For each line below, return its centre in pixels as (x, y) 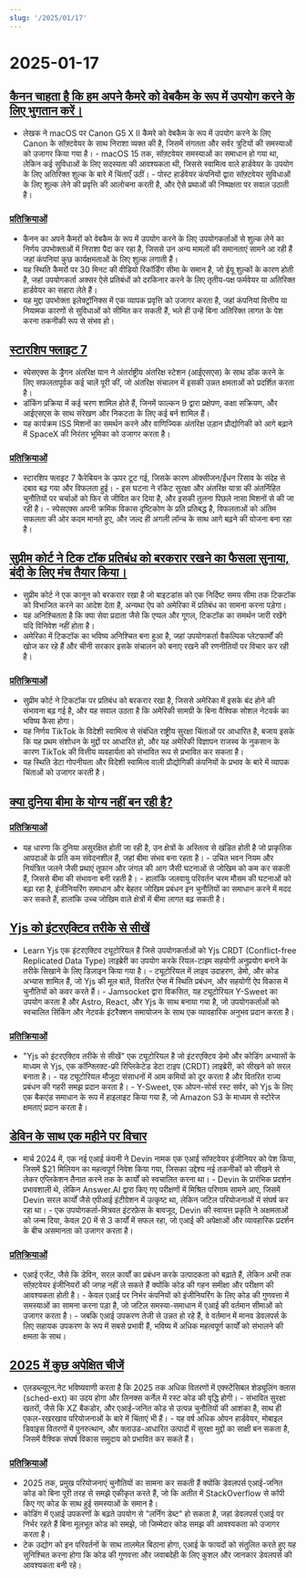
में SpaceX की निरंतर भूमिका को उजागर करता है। (97, 434)
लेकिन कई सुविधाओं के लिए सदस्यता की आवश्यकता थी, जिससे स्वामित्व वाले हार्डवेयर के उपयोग (158, 163)
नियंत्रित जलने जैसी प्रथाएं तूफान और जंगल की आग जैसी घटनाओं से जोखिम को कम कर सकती (156, 868)
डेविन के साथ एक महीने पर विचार (78, 1136)
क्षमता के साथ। (44, 1336)
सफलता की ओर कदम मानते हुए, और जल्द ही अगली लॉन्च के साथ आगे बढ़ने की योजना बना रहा (157, 519)
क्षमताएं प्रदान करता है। (55, 1107)
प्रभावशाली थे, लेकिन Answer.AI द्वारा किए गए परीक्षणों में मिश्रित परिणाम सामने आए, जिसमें (151, 1189)
